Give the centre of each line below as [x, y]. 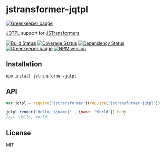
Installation [24, 64]
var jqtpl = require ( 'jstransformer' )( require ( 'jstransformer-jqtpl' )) [83, 103]
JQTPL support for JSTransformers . [43, 33]
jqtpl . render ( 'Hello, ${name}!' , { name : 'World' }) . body [66, 112]
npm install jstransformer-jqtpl [41, 76]
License [19, 133]
